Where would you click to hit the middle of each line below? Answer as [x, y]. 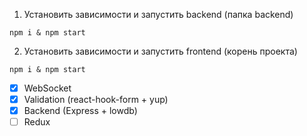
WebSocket [47, 88]
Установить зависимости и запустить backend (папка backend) [158, 14]
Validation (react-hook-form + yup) [96, 100]
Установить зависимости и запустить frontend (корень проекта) [160, 51]
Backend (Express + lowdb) [80, 111]
